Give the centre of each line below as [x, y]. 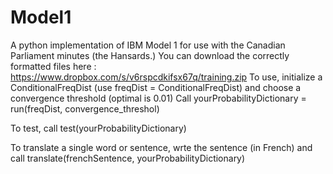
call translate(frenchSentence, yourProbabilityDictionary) [128, 158]
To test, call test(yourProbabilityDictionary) [98, 128]
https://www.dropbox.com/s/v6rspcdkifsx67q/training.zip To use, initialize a [166, 77]
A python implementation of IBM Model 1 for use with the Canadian [148, 45]
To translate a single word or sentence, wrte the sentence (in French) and [161, 147]
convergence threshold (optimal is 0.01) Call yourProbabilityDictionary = [158, 98]
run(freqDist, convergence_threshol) [85, 108]
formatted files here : [53, 66]
